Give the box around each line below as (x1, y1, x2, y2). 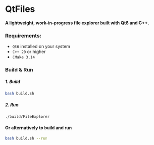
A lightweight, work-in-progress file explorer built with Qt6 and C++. (5, 20, 150, 26)
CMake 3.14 (12, 55, 35, 60)
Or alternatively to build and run (5, 125, 72, 131)
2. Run (5, 101, 19, 107)
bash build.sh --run (5, 136, 48, 141)
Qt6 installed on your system (12, 44, 70, 49)
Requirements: (5, 32, 42, 39)
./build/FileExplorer (5, 114, 50, 119)
